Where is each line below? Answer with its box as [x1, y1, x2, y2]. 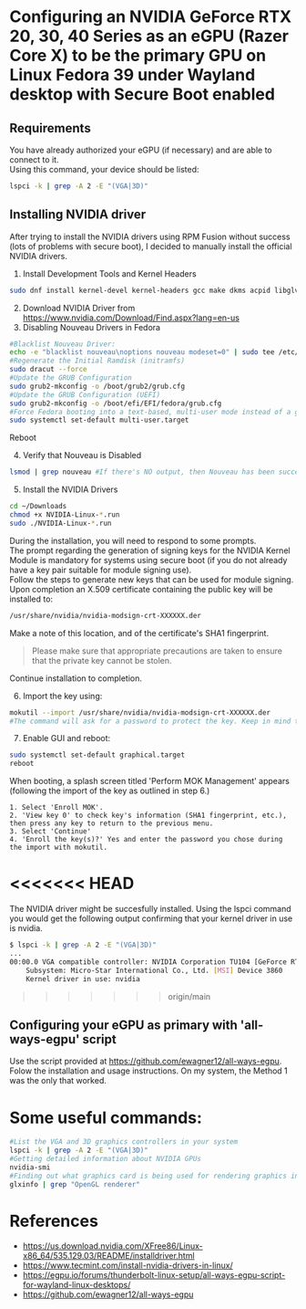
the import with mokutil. [9, 843, 107, 853]
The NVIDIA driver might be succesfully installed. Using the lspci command [9, 904, 291, 915]
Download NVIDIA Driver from [22, 302, 136, 313]
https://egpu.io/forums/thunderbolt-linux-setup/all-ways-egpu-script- [22, 1270, 286, 1281]
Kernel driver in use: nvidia [25, 974, 141, 983]
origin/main [168, 990, 211, 1001]
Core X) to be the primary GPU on [9, 46, 267, 66]
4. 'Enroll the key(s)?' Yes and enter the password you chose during [9, 835, 283, 844]
